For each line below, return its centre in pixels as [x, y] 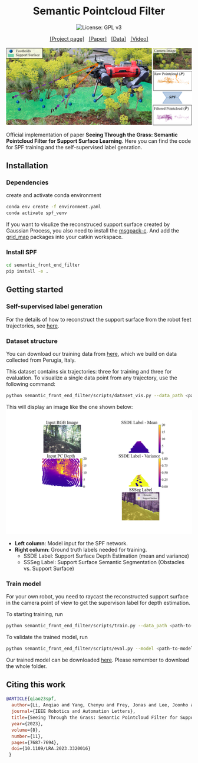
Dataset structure [32, 341]
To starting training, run [34, 614]
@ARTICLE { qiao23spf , [32, 699]
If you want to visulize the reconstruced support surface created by [88, 224]
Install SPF [22, 252]
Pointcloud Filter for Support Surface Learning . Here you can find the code [99, 141]
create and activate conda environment [54, 195]
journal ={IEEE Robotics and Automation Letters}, [73, 712]
